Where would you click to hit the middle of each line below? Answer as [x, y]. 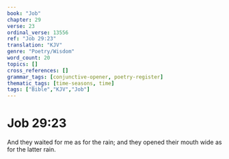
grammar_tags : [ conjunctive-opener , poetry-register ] [85, 77]
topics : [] [23, 64]
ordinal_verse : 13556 [38, 32]
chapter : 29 [24, 20]
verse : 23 [21, 26]
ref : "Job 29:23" [32, 39]
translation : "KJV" [35, 45]
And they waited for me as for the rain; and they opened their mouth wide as [114, 142]
